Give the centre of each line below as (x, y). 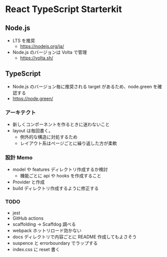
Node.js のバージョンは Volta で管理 (50, 52)
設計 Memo (19, 158)
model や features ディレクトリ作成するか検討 (60, 169)
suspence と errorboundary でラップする (55, 243)
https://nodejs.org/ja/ (42, 46)
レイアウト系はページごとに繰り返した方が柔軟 (68, 143)
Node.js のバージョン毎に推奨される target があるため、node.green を (85, 86)
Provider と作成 (29, 182)
